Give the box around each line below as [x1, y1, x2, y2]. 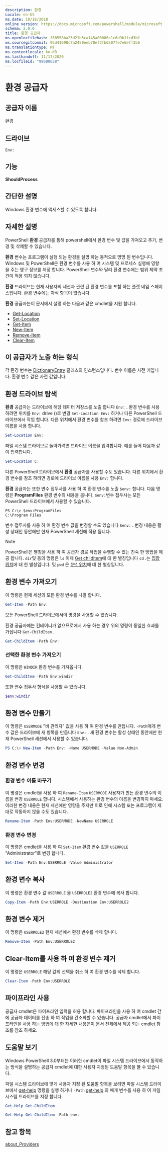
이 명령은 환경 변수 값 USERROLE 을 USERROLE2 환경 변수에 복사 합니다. [5, 889, 139, 895]
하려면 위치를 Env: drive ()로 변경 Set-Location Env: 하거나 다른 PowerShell [5, 410, 157, 417]
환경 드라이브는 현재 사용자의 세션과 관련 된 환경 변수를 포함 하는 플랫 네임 [5, 283, 149, 289]
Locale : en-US [5, 12, 35, 17]
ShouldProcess [5, 176, 38, 182]
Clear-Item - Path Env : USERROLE [5, 979, 71, 984]
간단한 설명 [5, 192, 38, 201]
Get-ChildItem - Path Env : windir [5, 674, 73, 679]
